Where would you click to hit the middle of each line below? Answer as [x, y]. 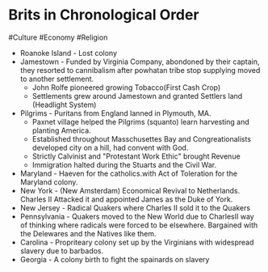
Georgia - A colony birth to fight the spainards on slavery [115, 259]
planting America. [61, 130]
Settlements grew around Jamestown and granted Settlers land [137, 96]
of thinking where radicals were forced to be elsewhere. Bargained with [139, 225]
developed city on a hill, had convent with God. [110, 147]
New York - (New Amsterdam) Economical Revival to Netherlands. [130, 190]
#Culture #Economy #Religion [58, 37]
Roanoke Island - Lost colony [69, 53]
